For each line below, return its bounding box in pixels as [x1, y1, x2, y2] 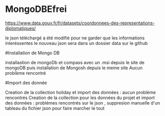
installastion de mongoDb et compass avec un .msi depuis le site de [5, 59, 145, 65]
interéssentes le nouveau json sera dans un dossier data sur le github [5, 40, 148, 46]
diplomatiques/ [5, 25, 36, 31]
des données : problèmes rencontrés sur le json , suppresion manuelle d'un [5, 100, 161, 106]
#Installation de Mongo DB [5, 50, 60, 56]
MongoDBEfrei [5, 3, 67, 15]
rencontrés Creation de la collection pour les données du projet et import [5, 95, 155, 101]
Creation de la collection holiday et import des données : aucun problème [5, 89, 156, 95]
